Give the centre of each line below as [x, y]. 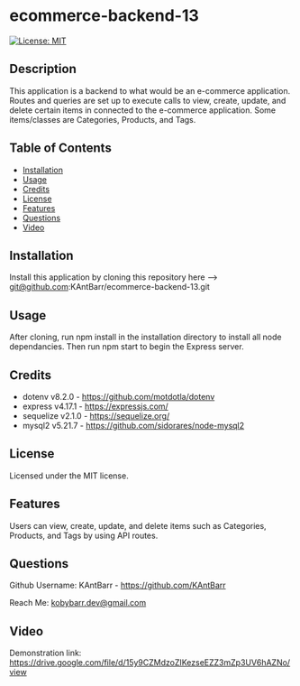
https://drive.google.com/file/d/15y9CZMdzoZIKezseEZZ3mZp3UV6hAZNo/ [150, 663]
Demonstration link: [45, 653]
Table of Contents [61, 148]
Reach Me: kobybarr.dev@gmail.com [78, 603]
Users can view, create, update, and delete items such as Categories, [138, 525]
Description [43, 69]
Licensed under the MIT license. [69, 476]
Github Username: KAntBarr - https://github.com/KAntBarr [118, 585]
